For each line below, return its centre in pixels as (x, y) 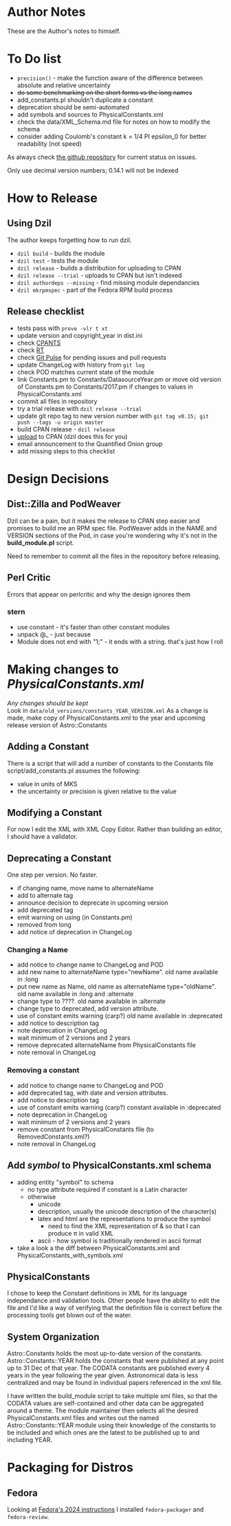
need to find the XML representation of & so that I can (124, 1226)
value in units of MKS (47, 784)
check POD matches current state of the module (86, 372)
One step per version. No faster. (53, 875)
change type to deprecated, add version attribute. (88, 1009)
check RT (31, 350)
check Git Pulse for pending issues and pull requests (92, 357)
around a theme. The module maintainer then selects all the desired (103, 1410)
